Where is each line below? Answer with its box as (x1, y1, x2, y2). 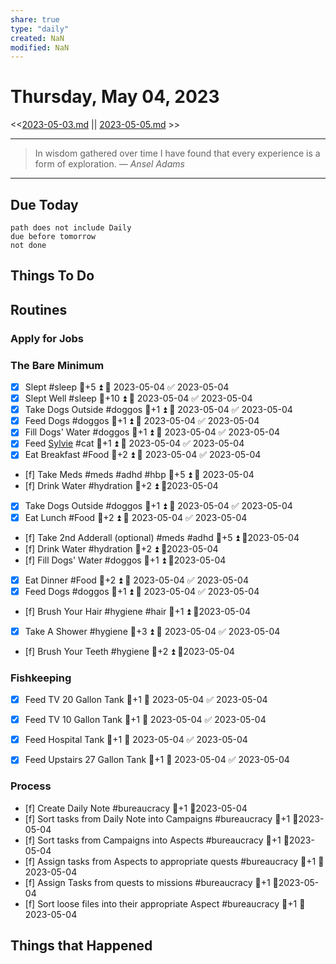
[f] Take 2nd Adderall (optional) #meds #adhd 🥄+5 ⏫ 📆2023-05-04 (24, 531, 300, 543)
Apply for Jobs (10, 331, 84, 345)
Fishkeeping (10, 671, 72, 685)
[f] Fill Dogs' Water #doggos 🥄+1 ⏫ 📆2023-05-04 (24, 554, 227, 566)
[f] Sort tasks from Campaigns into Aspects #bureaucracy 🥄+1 (24, 834, 282, 846)
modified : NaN (10, 42, 70, 53)
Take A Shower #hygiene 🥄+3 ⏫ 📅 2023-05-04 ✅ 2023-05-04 (24, 625, 281, 637)
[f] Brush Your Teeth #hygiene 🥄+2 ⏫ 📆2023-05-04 (24, 645, 235, 657)
